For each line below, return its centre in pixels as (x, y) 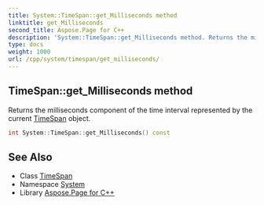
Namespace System (52, 185)
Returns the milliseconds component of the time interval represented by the (130, 110)
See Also (30, 157)
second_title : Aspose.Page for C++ (66, 30)
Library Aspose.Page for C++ (67, 192)
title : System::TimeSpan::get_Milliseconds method (93, 15)
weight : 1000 (29, 52)
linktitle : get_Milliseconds (56, 23)
